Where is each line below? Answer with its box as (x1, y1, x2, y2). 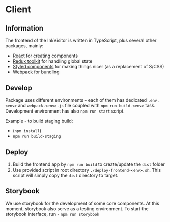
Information (5, 24, 44, 33)
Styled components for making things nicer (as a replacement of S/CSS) (12, 64, 164, 69)
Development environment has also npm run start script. (5, 108, 125, 114)
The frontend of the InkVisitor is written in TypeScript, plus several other (5, 37, 157, 43)
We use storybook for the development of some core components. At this (5, 200, 159, 207)
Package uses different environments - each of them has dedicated (5, 97, 147, 103)
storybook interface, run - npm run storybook (5, 211, 100, 217)
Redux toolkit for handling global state (12, 58, 93, 64)
